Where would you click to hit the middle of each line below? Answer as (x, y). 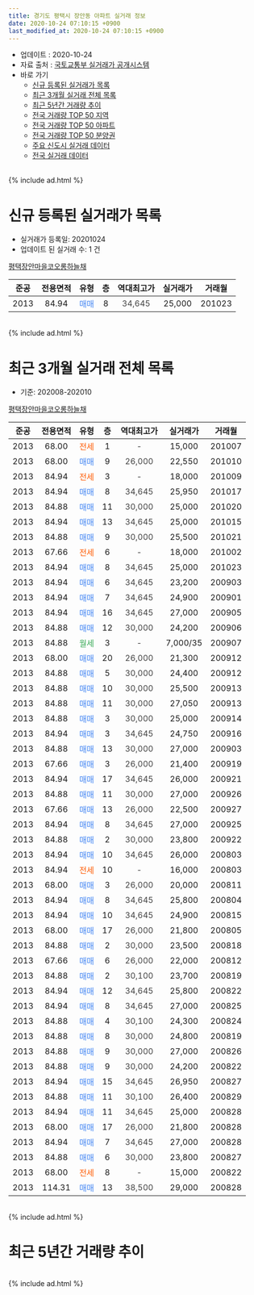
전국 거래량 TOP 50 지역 (70, 115)
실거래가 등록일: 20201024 (63, 240)
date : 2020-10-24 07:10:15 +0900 (65, 23)
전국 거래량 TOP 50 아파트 (73, 125)
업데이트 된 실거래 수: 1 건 (60, 249)
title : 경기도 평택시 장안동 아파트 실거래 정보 (77, 16)
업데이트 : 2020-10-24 (56, 55)
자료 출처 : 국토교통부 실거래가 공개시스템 (85, 65)
